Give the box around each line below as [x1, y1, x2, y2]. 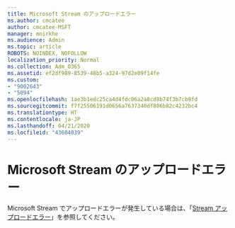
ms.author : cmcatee [7, 17, 65, 24]
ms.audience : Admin [7, 37, 65, 44]
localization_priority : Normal [7, 57, 100, 64]
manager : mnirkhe [7, 30, 59, 38]
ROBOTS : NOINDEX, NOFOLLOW [7, 50, 87, 57]
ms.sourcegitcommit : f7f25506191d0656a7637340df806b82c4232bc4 [7, 103, 198, 110]
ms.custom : [7, 76, 40, 84]
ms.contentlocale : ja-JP [7, 115, 81, 122]
